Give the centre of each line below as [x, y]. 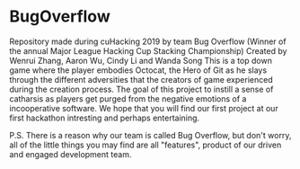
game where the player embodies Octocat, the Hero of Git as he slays [138, 70]
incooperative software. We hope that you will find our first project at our [144, 108]
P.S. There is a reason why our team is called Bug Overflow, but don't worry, [150, 135]
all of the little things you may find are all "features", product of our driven [146, 145]
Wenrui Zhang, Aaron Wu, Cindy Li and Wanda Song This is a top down [141, 60]
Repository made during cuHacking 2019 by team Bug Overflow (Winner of [148, 41]
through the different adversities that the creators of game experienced [141, 79]
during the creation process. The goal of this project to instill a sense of [141, 89]
